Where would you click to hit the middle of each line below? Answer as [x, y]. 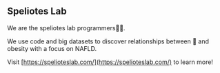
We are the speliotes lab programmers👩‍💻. [66, 28]
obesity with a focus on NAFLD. [52, 48]
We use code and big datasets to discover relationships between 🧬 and [108, 41]
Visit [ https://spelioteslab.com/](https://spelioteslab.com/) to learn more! [110, 62]
